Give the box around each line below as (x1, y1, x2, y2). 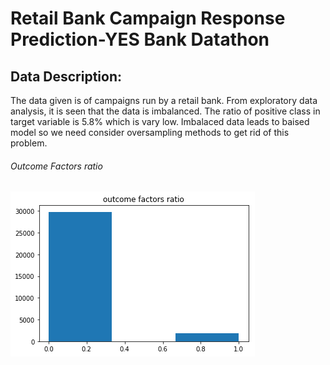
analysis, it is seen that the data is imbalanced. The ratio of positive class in (10, 105, 321, 117)
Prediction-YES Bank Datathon (10, 28, 270, 51)
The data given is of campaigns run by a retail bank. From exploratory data (10, 95, 318, 106)
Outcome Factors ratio (10, 160, 103, 172)
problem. (10, 137, 48, 149)
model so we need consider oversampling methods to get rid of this (10, 127, 290, 138)
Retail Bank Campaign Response (10, 7, 286, 30)
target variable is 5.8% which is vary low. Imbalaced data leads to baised (10, 116, 310, 127)
